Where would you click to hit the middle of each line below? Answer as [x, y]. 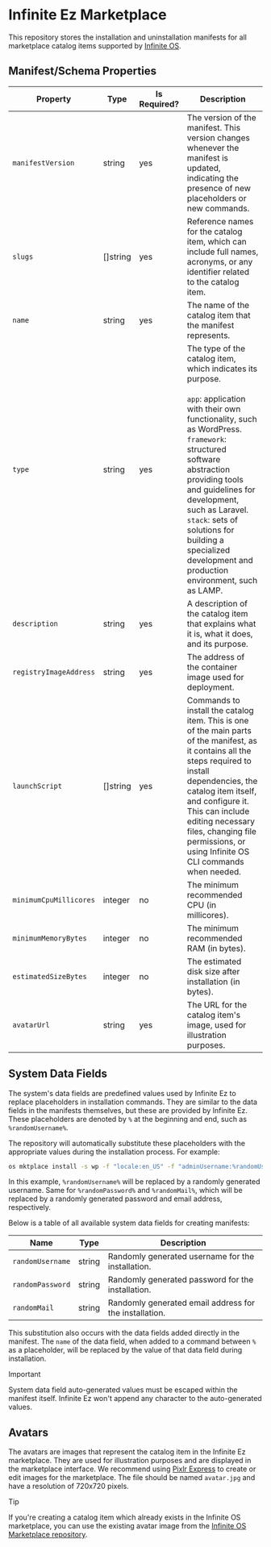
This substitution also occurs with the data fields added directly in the [124, 1333]
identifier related [218, 272]
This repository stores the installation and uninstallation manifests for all [128, 37]
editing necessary [221, 821]
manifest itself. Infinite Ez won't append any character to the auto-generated [135, 1399]
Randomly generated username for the [181, 1257]
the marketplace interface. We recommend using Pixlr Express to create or [132, 1469]
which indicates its [222, 369]
